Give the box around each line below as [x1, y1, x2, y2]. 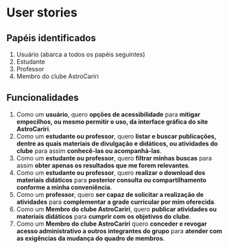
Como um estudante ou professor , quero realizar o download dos [16, 168, 206, 176]
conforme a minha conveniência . [16, 183, 112, 191]
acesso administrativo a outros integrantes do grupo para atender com [16, 226, 223, 235]
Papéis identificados [6, 32, 97, 44]
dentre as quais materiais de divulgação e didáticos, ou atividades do [16, 139, 218, 147]
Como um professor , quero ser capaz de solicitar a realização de [16, 190, 204, 198]
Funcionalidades [6, 92, 80, 104]
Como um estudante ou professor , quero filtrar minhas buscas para [16, 154, 213, 162]
